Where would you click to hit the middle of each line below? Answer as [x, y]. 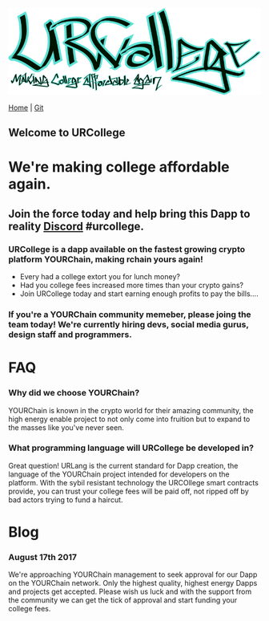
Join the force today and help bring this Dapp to [129, 214]
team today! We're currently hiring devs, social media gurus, [128, 325]
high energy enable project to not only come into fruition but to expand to [129, 419]
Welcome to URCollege [67, 133]
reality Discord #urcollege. [76, 226]
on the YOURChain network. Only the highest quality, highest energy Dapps [133, 583]
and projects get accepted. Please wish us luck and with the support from [130, 592]
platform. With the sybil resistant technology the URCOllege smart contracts [133, 482]
